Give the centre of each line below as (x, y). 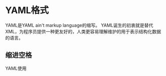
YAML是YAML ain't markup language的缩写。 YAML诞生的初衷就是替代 (79, 25)
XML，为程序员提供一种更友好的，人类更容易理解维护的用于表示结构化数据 (83, 31)
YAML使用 (16, 68)
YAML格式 (27, 10)
